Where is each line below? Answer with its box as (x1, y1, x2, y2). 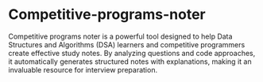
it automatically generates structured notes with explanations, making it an (8, 57, 252, 66)
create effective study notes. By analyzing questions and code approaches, (8, 48, 256, 58)
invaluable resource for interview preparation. (8, 65, 157, 74)
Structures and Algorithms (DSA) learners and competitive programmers (8, 39, 246, 49)
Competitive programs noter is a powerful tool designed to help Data (8, 32, 233, 41)
